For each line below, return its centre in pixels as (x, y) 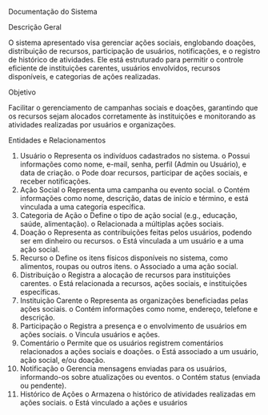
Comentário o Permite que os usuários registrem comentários (122, 343)
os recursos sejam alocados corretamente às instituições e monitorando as (132, 116)
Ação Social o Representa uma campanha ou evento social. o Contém (135, 190)
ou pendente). (43, 385)
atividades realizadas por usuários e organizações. (92, 125)
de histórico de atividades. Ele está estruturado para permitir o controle (126, 60)
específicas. (40, 292)
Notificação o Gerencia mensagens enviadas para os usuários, (123, 369)
